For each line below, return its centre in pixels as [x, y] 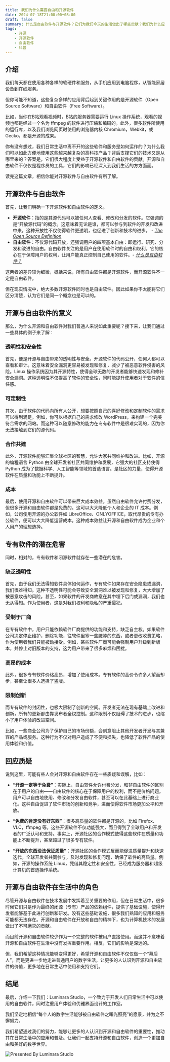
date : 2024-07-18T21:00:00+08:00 [40, 15]
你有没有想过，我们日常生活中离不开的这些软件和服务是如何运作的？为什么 [83, 147]
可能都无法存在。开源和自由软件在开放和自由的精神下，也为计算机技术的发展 [85, 919]
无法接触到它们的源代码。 [32, 429]
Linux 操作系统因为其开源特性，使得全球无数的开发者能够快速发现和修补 [89, 372]
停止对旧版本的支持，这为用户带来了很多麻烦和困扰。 [74, 648]
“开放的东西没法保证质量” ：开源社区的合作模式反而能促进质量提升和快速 [88, 851]
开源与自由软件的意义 [38, 313]
